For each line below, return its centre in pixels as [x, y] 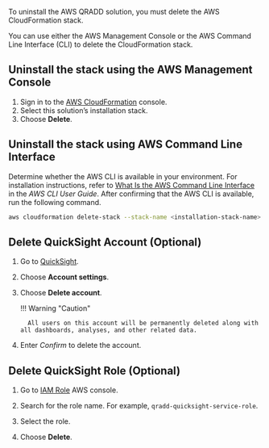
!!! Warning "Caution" [55, 308]
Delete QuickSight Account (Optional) [105, 242]
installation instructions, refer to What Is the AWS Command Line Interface [132, 185]
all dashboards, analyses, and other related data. [108, 330]
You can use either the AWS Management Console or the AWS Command [130, 36]
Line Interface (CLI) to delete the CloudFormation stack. [101, 44]
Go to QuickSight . [49, 262]
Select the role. [45, 421]
